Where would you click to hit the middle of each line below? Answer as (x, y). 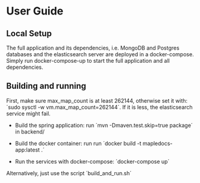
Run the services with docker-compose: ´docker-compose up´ (92, 161)
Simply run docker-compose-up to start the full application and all (88, 61)
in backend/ (30, 132)
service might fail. (29, 114)
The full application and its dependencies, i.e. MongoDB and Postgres (93, 48)
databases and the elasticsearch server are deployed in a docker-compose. (100, 54)
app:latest (27, 150)
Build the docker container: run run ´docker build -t (78, 143)
